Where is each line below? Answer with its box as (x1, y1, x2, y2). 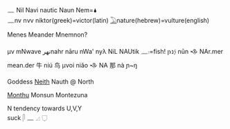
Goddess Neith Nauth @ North (7, 77, 95, 86)
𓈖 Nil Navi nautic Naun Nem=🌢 (7, 6, 98, 14)
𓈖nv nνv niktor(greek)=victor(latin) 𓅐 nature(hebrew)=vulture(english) (7, 17, 210, 24)
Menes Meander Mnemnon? (7, 30, 88, 39)
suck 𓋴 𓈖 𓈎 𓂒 (7, 114, 48, 121)
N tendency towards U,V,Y (7, 104, 82, 112)
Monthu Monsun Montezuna (7, 91, 88, 99)
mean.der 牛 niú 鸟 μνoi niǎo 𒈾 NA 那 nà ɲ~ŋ (7, 61, 137, 69)
